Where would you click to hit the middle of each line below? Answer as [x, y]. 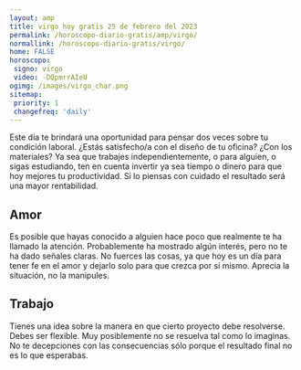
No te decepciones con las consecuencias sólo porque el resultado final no [151, 345]
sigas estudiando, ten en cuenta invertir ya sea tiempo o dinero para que [146, 166]
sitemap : [26, 94]
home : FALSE [32, 52]
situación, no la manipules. [59, 276]
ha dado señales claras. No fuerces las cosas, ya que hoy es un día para [145, 256]
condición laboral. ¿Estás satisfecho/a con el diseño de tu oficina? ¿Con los [151, 147]
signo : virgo [38, 69]
